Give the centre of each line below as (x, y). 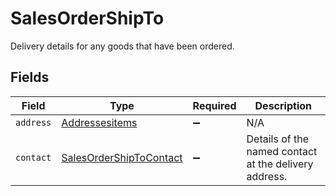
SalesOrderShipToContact (122, 157)
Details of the (278, 139)
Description (283, 105)
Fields (30, 77)
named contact (282, 151)
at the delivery (280, 164)
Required (214, 105)
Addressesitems (99, 122)
